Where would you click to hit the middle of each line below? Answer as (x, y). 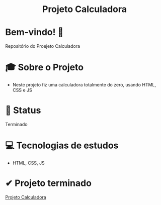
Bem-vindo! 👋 (34, 32)
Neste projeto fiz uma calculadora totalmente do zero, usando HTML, (84, 85)
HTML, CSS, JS (28, 163)
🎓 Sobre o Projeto (45, 68)
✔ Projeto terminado (49, 183)
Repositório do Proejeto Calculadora (43, 46)
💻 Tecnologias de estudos (62, 145)
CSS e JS (22, 90)
